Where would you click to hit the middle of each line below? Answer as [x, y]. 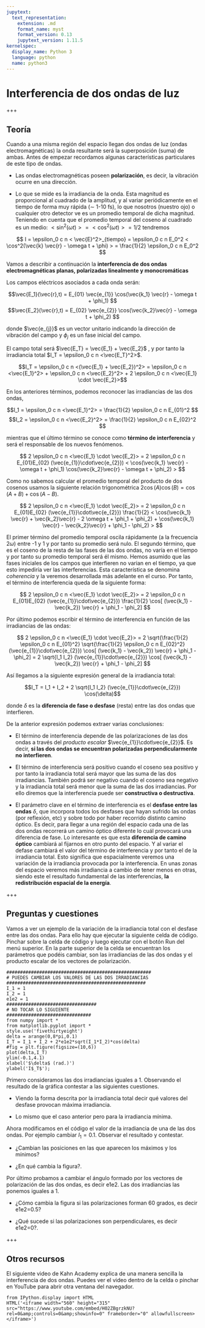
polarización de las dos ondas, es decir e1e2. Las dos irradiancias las [93, 1185]
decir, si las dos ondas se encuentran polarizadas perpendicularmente [106, 749]
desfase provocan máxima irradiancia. [63, 1104]
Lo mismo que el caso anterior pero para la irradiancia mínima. [94, 1117]
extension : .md [37, 23]
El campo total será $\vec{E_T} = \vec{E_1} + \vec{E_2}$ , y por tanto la [95, 348]
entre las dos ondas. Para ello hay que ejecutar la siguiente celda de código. [102, 935]
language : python [34, 57]
